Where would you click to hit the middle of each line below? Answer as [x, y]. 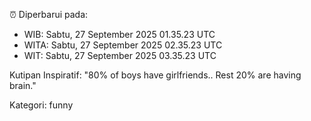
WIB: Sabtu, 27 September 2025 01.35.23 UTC [119, 34]
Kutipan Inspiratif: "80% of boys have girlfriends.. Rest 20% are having [155, 75]
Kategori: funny [41, 105]
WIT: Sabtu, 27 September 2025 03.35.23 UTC [120, 55]
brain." [23, 85]
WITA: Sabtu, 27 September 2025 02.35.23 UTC [123, 45]
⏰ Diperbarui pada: [49, 14]
